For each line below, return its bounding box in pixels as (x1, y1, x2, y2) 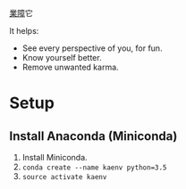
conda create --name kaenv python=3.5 (21, 163, 167, 172)
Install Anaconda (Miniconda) (9, 128, 178, 144)
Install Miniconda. (21, 152, 88, 162)
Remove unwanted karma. (21, 62, 119, 72)
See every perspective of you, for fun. (21, 43, 163, 53)
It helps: (9, 26, 39, 36)
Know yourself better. (21, 53, 102, 62)
